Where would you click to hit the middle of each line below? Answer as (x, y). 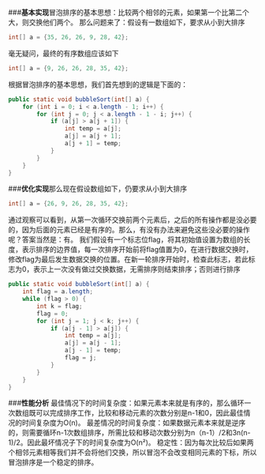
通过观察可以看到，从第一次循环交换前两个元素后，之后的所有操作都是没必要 (132, 220)
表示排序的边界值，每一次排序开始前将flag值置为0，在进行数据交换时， (137, 250)
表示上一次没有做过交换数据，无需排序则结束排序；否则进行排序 (136, 269)
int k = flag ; (60, 306)
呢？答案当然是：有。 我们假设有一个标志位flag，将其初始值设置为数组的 (126, 239)
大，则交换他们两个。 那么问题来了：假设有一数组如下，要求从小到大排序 (127, 22)
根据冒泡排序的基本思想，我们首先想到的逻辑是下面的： (98, 84)
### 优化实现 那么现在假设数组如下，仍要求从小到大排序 (98, 189)
